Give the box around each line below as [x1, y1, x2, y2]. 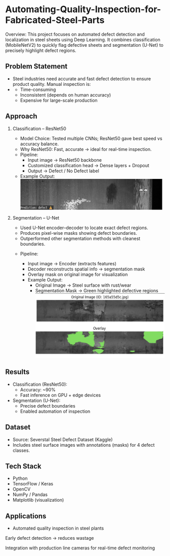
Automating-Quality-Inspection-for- [5, 4, 161, 15]
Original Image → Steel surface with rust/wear [35, 282, 132, 288]
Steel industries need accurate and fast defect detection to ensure [12, 75, 151, 82]
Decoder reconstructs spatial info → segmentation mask [27, 266, 145, 272]
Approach [5, 112, 37, 120]
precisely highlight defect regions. [5, 47, 77, 53]
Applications [5, 512, 47, 520]
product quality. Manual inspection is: [12, 81, 91, 87]
